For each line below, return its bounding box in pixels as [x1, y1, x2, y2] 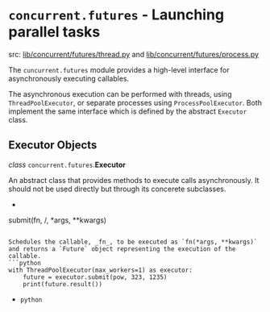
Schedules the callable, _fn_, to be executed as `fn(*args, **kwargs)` [8, 238, 258, 246]
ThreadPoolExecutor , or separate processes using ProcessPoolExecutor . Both [8, 98, 262, 107]
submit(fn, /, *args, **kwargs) [8, 215, 107, 225]
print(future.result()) [23, 280, 103, 288]
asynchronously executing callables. [8, 73, 130, 83]
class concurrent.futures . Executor [8, 160, 127, 169]
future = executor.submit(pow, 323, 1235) [23, 272, 168, 281]
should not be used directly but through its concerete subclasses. [8, 184, 226, 193]
